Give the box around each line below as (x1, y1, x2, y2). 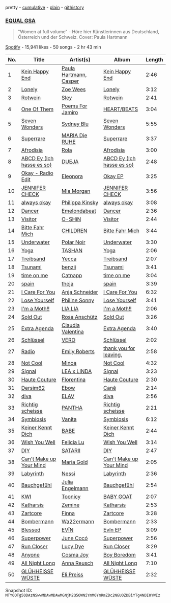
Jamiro (62, 109, 78, 116)
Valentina (62, 328, 84, 336)
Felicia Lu (62, 439, 84, 446)
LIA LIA (62, 305, 79, 312)
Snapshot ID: (5, 588, 33, 594)
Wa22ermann (62, 518, 95, 525)
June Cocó (62, 534, 88, 542)
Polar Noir (62, 239, 85, 246)
